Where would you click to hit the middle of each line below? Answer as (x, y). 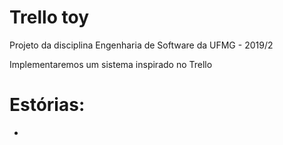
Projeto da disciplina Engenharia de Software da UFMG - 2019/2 (141, 45)
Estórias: (47, 105)
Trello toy (49, 17)
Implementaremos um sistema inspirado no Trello (111, 64)
